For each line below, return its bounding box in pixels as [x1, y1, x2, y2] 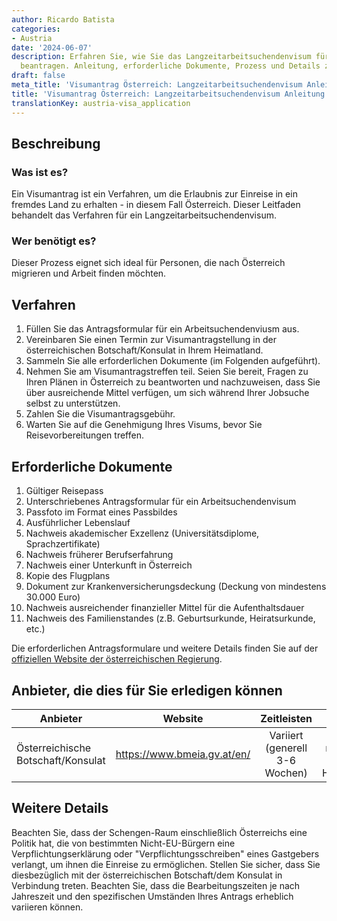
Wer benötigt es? [11, 234, 97, 248]
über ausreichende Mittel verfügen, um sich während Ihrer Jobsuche [25, 387, 310, 399]
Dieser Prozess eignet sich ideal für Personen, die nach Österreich [11, 257, 286, 269]
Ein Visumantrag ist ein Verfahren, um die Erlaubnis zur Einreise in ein [11, 188, 298, 200]
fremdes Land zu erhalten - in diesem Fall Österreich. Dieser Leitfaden [11, 199, 301, 211]
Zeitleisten [260, 711, 313, 725]
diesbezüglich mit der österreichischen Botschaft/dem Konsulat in [11, 869, 283, 881]
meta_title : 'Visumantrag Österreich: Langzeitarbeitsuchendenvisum [11, 80, 303, 90]
